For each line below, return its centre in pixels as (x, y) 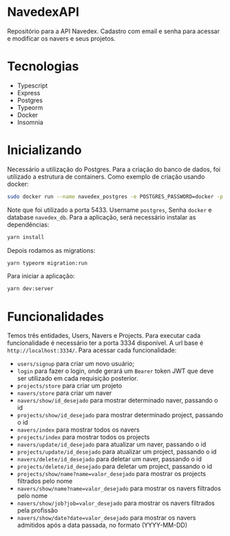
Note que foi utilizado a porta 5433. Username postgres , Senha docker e (109, 210)
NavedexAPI (43, 12)
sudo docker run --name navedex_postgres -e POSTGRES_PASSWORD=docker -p (115, 197)
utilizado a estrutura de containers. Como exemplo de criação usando (106, 176)
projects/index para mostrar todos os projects (83, 437)
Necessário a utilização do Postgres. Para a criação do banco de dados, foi (114, 169)
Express (29, 93)
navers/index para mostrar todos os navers (78, 430)
